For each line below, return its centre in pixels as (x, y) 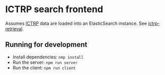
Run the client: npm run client (44, 67)
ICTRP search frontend (54, 9)
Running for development (46, 45)
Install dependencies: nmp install (48, 57)
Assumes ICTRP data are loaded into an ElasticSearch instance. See (76, 23)
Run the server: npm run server (45, 62)
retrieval (14, 28)
